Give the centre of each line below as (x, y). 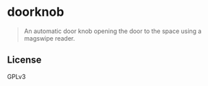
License (24, 60)
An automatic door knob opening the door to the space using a (113, 31)
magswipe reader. (49, 38)
